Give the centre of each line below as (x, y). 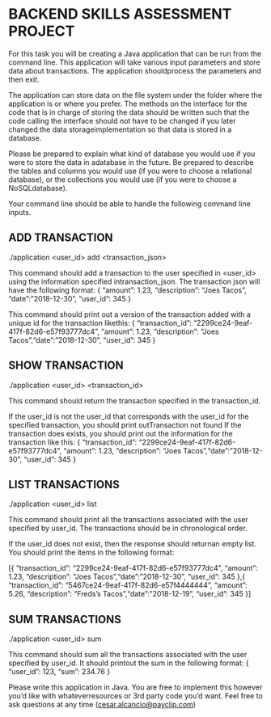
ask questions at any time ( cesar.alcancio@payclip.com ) (102, 705)
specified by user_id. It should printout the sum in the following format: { (129, 663)
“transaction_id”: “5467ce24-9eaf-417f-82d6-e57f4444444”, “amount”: (128, 585)
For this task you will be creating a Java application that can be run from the (135, 53)
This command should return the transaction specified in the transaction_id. (135, 400)
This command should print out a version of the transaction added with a (129, 314)
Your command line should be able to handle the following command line (129, 204)
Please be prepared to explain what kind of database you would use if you (132, 154)
